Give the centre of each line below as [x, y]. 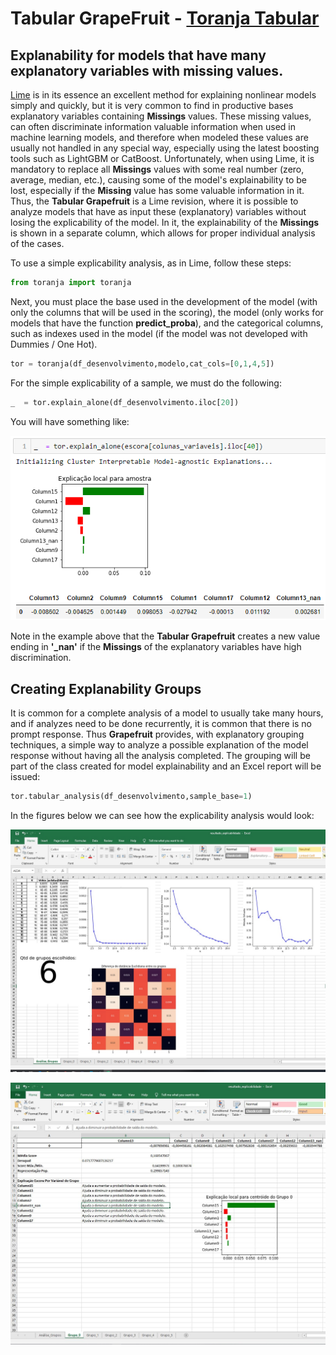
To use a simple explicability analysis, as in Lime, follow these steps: [151, 263]
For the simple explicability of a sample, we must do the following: [146, 383]
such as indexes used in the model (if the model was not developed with [159, 333]
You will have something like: [70, 421]
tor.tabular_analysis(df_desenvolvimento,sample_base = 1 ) [131, 796]
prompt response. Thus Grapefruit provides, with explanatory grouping [157, 734]
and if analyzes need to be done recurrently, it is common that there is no [161, 723]
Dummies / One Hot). [54, 344]
